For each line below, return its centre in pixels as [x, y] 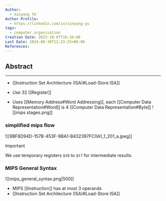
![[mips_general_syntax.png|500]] [40, 179]
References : [17, 46]
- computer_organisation [35, 33]
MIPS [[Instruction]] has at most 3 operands [57, 189]
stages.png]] [40, 113]
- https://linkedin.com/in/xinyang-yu [50, 23]
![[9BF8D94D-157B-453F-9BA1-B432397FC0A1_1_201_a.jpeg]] [69, 136]
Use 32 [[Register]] [32, 92]
